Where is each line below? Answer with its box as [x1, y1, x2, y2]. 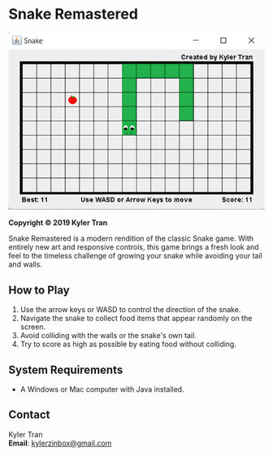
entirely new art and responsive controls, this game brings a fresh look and [8, 242, 259, 252]
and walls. [8, 259, 43, 269]
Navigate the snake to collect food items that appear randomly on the [19, 314, 253, 324]
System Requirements [8, 363, 123, 376]
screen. [19, 322, 46, 332]
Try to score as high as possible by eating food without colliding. [19, 339, 237, 350]
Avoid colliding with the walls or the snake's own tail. [19, 331, 197, 341]
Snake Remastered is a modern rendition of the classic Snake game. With [8, 233, 254, 244]
